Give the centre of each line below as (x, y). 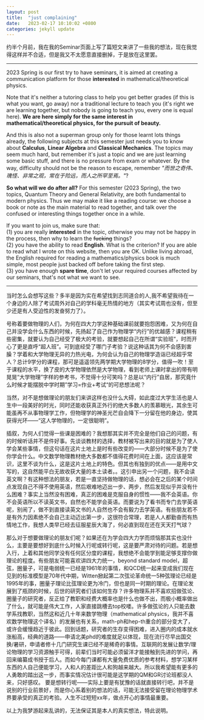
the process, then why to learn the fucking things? (69, 239)
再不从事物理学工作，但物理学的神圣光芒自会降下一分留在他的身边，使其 (107, 413)
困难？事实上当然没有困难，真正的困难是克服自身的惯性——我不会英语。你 (104, 495)
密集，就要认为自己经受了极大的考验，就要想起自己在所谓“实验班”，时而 (102, 339)
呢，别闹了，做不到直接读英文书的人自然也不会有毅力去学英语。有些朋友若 (99, 510)
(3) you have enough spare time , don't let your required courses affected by (102, 271)
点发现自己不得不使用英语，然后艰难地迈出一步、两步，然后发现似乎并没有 (99, 487)
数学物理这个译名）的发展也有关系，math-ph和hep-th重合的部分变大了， (102, 621)
